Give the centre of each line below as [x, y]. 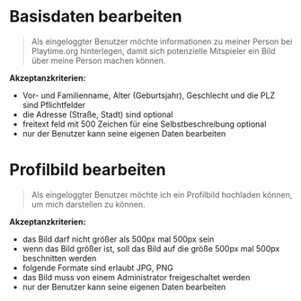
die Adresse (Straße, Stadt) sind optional [97, 114]
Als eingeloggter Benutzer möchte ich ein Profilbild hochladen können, [162, 194]
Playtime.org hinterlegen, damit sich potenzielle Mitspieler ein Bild [153, 50]
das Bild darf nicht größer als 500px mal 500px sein [118, 239]
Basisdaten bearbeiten [96, 17]
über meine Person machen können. [98, 60]
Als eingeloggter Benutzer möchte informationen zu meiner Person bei [162, 41]
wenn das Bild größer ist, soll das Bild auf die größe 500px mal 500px [151, 248]
